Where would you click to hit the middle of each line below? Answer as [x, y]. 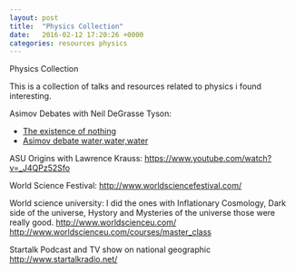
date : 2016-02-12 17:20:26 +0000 [77, 34]
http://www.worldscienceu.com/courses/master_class [110, 232]
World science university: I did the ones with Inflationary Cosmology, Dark [148, 203]
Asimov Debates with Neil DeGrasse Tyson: [91, 113]
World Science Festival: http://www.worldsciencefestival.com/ [126, 186]
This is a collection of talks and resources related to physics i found [135, 86]
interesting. [30, 96]
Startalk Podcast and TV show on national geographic [110, 249]
